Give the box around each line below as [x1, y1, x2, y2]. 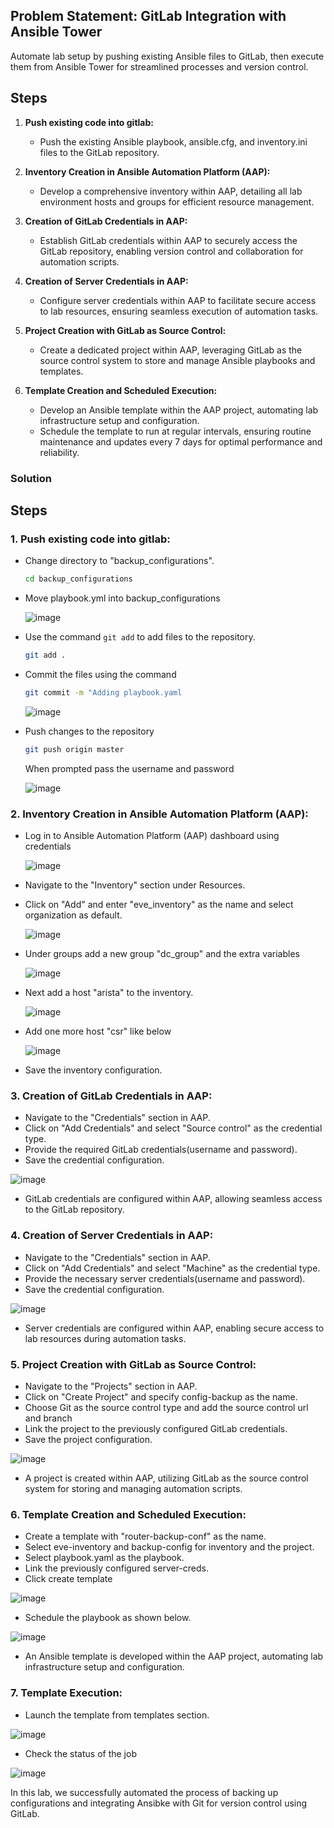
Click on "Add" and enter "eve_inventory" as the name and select [24, 899, 294, 911]
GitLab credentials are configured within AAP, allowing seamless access [24, 1193, 323, 1205]
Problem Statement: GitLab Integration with [10, 8, 287, 25]
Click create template [24, 1573, 113, 1585]
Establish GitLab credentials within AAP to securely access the [39, 234, 298, 246]
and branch [24, 1412, 73, 1424]
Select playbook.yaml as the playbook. [24, 1552, 185, 1564]
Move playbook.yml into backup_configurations [24, 592, 221, 604]
